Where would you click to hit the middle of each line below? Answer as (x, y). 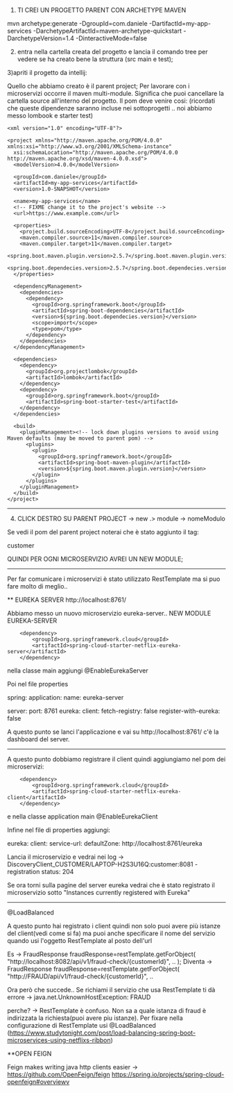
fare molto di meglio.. (37, 586)
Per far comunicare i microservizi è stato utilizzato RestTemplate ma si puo (114, 579)
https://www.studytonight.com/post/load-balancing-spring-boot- (103, 1033)
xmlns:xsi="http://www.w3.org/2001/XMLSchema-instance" (89, 147)
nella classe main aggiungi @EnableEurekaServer (78, 671)
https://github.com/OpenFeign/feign (59, 1074)
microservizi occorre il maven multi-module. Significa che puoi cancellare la (115, 93)
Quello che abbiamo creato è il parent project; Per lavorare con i (98, 86)
